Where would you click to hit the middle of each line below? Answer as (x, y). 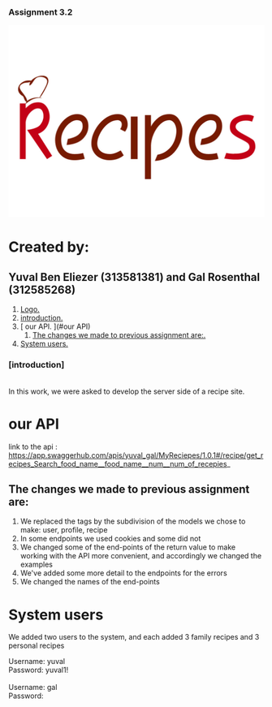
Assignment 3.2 (41, 12)
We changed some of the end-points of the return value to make (128, 547)
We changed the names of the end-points (90, 582)
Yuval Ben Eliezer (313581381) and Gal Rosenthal (134, 277)
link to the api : (33, 446)
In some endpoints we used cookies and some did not (110, 539)
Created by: (49, 247)
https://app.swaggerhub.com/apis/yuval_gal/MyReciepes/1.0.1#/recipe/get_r (136, 455)
